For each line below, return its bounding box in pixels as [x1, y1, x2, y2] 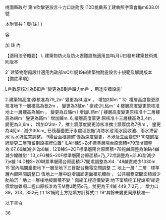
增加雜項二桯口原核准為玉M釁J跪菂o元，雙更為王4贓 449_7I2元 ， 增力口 [9, 183, 159, 189]
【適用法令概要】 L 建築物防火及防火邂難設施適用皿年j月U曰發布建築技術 [5, 53, 154, 58]
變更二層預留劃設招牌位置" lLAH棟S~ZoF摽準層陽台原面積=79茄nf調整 [9, 140, 153, 146]
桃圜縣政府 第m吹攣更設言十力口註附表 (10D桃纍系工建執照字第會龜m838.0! [5, 4, 160, 10]
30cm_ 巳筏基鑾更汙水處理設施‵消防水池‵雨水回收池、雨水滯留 [32, 128, 158, 133]
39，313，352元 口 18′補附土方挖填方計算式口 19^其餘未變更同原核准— [5, 190, 150, 195]
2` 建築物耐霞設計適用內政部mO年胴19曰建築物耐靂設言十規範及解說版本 [5, 69, 153, 75]
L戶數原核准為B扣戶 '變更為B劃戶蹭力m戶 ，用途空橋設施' [5, 86, 122, 92]
